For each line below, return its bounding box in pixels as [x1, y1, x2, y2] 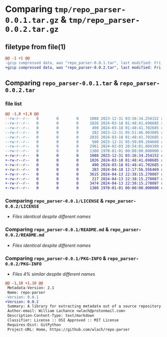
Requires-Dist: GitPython [7, 322, 61, 327]
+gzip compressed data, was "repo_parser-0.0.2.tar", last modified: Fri [5, 65, 162, 70]
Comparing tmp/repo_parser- [5, 3, 126, 15]
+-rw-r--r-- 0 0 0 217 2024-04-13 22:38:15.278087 [5, 176, 159, 181]
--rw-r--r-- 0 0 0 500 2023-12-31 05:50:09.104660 [5, 139, 159, 144]
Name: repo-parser [7, 290, 46, 295]
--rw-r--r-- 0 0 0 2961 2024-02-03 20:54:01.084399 [5, 144, 159, 149]
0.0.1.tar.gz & [5, 14, 67, 25]
